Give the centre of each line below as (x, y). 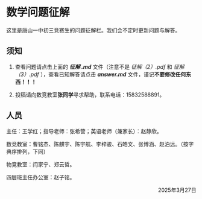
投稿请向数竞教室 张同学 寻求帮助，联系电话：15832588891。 (90, 95)
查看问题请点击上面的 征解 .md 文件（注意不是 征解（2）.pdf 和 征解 (100, 66)
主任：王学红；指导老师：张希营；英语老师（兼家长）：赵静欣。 (84, 131)
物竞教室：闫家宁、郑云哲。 (41, 164)
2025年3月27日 (177, 190)
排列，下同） (33, 151)
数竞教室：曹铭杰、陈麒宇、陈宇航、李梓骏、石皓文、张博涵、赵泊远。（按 (97, 144)
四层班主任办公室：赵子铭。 (41, 177)
